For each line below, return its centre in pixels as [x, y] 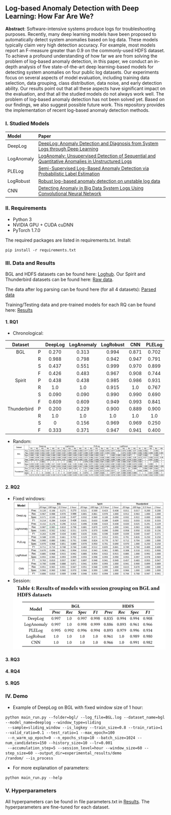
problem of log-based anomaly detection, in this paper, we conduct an [79, 61]
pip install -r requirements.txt [41, 250]
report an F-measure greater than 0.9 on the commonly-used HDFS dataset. [85, 50]
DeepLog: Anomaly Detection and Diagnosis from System [98, 143]
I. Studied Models [27, 123]
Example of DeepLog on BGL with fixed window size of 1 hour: [78, 707]
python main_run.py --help [34, 778]
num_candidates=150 [26, 743]
